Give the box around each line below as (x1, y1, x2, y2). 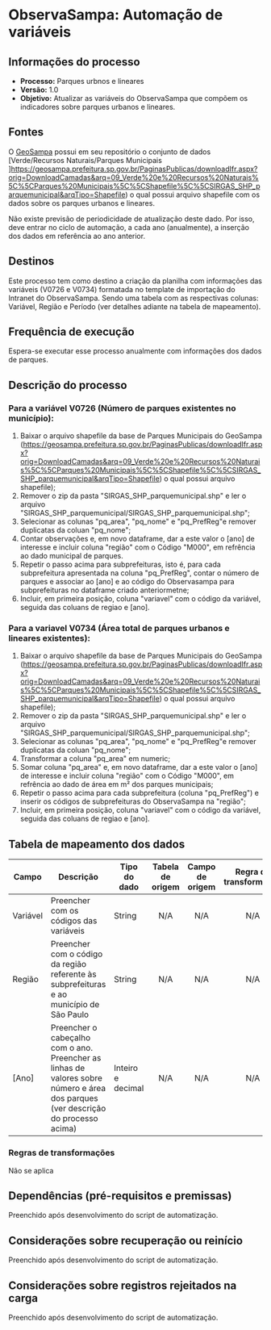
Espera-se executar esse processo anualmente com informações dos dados (8, 346, 262, 356)
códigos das (50, 915, 98, 926)
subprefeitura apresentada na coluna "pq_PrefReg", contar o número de (19, 568, 260, 578)
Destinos (8, 254, 55, 268)
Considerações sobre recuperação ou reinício (8, 1233, 244, 1248)
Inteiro (114, 1063, 139, 1074)
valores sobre (50, 1073, 103, 1084)
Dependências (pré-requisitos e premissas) (8, 1189, 232, 1202)
